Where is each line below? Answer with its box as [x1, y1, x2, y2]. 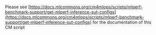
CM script [5, 24, 25, 30]
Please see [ [5, 4, 30, 10]
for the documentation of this [92, 19, 152, 25]
